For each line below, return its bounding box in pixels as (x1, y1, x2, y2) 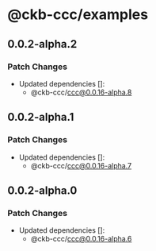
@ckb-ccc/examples (7, 6, 148, 24)
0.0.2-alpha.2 (7, 37, 78, 51)
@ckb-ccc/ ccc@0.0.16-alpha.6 (30, 234, 132, 244)
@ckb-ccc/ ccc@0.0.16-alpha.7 (30, 160, 132, 170)
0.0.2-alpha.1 (7, 110, 74, 124)
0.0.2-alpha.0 (7, 183, 78, 197)
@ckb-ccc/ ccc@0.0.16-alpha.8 (30, 87, 132, 97)
